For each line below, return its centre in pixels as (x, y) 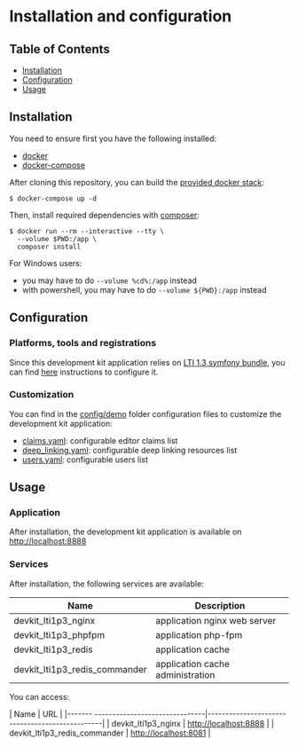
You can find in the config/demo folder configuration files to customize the (145, 413)
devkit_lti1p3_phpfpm (59, 634)
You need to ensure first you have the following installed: (113, 138)
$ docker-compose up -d (53, 198)
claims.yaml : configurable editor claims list (100, 440)
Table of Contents (60, 49)
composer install (49, 247)
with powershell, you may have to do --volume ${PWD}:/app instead (144, 289)
